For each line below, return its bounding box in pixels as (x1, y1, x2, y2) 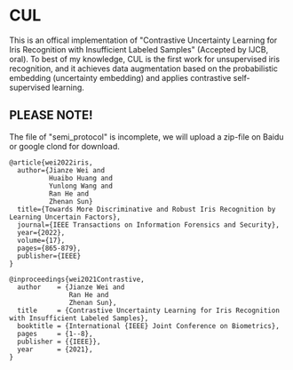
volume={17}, (17, 236, 66, 245)
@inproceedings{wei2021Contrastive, (9, 275, 145, 284)
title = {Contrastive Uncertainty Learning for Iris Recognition (17, 306, 280, 315)
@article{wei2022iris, (9, 157, 93, 167)
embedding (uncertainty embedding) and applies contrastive (9, 72, 232, 83)
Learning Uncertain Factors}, (9, 213, 122, 221)
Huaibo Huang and (48, 173, 114, 182)
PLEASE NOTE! (9, 108, 93, 123)
